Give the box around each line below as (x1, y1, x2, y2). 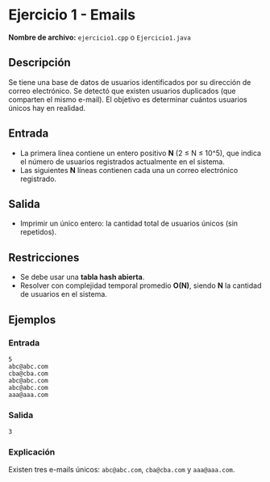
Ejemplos (8, 313, 56, 327)
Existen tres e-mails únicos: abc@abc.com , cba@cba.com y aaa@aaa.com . (8, 465, 235, 475)
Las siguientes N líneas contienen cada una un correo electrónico (19, 165, 239, 175)
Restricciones (8, 251, 80, 264)
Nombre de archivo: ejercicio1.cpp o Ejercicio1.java (8, 32, 191, 42)
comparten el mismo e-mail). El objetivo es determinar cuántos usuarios (8, 95, 247, 104)
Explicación (8, 446, 56, 458)
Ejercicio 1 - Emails (8, 6, 136, 24)
